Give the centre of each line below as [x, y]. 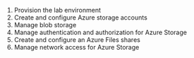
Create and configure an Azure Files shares [77, 40]
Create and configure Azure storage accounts [81, 17]
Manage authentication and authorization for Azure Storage [100, 32]
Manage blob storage [45, 25]
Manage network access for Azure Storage [77, 47]
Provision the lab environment [57, 10]
